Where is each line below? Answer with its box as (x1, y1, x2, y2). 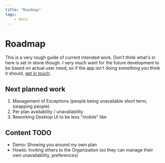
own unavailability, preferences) (12, 152, 78, 158)
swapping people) (12, 103, 50, 110)
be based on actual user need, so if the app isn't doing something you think (5, 65, 161, 71)
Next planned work (5, 85, 66, 93)
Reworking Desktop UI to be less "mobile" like (12, 114, 107, 120)
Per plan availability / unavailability (12, 109, 84, 115)
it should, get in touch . (5, 70, 51, 76)
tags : (5, 12, 16, 17)
